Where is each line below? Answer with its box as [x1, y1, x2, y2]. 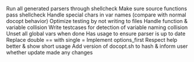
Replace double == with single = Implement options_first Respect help [6, 37, 178, 43]
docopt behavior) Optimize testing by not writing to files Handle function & [6, 18, 188, 24]
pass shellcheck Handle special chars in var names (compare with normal [6, 11, 186, 18]
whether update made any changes [6, 49, 93, 56]
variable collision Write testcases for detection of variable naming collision [6, 24, 188, 31]
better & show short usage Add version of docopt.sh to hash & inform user [6, 43, 188, 50]
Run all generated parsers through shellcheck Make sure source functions [6, 5, 187, 12]
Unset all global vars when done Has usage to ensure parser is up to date [6, 30, 186, 37]
